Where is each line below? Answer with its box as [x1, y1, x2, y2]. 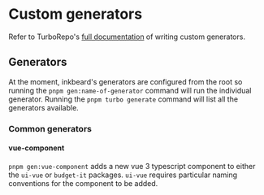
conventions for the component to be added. [8, 178, 158, 188]
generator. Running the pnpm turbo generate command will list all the [8, 94, 238, 104]
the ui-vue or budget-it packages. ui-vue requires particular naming [8, 170, 238, 180]
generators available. [8, 102, 79, 112]
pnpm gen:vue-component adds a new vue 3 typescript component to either [8, 161, 256, 171]
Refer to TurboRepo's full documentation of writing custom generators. [8, 32, 246, 41]
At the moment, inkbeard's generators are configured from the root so [8, 76, 243, 86]
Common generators [8, 123, 92, 134]
